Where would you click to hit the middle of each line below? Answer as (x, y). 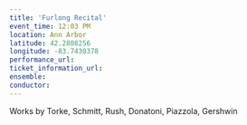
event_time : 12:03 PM (50, 26)
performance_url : (42, 60)
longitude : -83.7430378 (54, 52)
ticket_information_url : (56, 69)
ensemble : (28, 77)
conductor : (30, 85)
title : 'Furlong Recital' (58, 18)
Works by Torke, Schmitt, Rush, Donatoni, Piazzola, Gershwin (123, 111)
